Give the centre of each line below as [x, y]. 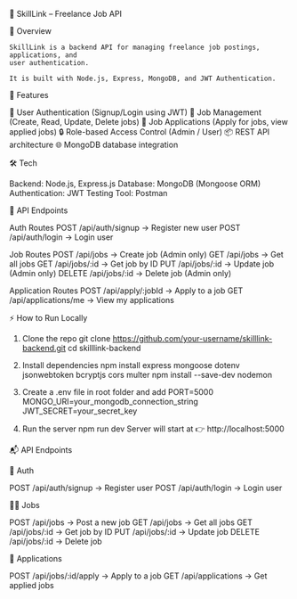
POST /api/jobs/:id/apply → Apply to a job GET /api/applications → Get [138, 576]
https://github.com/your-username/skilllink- [193, 338]
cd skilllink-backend [104, 348]
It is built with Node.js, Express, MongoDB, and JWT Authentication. [143, 78]
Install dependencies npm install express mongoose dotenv [131, 365]
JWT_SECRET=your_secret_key [80, 411]
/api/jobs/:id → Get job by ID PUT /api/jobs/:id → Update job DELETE [135, 532]
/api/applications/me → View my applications [92, 300]
